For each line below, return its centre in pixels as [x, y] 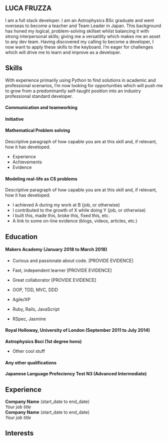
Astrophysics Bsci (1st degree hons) [43, 342]
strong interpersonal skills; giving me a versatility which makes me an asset [83, 36]
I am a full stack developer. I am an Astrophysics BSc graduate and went [79, 20]
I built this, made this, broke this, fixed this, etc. [61, 215]
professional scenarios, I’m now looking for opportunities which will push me [84, 85]
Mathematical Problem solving [38, 130]
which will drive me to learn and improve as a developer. [63, 52]
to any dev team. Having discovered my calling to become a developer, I [79, 42]
